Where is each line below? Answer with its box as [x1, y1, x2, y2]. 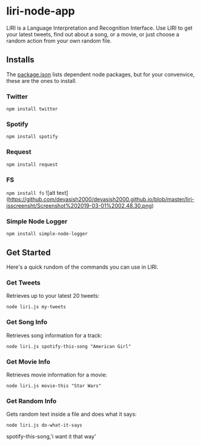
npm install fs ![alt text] [6, 189, 68, 196]
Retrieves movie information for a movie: [6, 371, 108, 378]
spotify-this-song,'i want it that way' [6, 433, 96, 440]
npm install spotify [6, 134, 59, 140]
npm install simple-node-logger [6, 231, 88, 237]
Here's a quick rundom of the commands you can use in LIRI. [6, 263, 159, 271]
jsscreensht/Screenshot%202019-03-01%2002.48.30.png [6, 202, 153, 209]
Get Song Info [6, 318, 47, 326]
